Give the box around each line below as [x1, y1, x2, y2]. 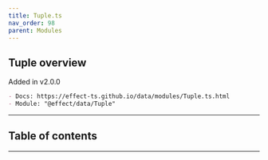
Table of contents [8, 129, 97, 143]
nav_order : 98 [8, 19, 56, 27]
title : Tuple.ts [8, 11, 62, 20]
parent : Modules [8, 26, 62, 34]
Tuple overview [8, 56, 87, 69]
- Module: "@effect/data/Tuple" [8, 100, 116, 108]
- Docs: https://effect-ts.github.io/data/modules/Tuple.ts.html [8, 92, 230, 100]
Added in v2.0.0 [8, 77, 61, 87]
